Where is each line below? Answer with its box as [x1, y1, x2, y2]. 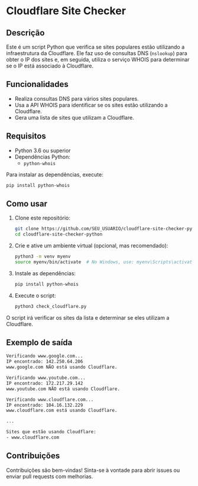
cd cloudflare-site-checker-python [14, 231, 103, 237]
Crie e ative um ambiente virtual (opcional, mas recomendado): [14, 242, 168, 249]
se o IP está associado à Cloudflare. [6, 62, 93, 69]
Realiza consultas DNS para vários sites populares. [14, 95, 139, 102]
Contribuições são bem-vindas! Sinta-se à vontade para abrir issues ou [6, 466, 180, 474]
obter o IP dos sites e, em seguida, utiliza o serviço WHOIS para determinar [6, 56, 190, 63]
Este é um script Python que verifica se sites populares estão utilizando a [6, 43, 185, 50]
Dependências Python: [14, 153, 71, 160]
